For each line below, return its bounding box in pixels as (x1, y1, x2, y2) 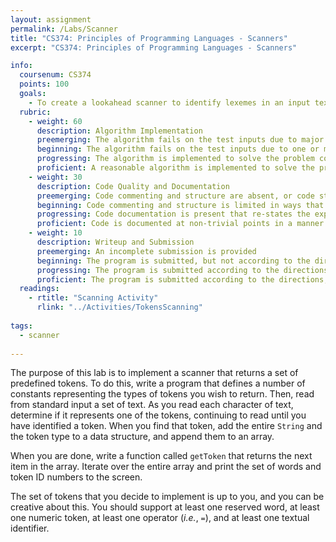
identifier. (10, 522, 50, 535)
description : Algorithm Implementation (36, 126, 203, 136)
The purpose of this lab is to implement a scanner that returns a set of (10, 367, 299, 379)
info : (10, 61, 33, 71)
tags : (10, 321, 33, 331)
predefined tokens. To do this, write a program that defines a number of (10, 377, 306, 390)
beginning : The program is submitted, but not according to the (36, 256, 311, 266)
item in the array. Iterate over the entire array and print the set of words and (10, 461, 322, 473)
